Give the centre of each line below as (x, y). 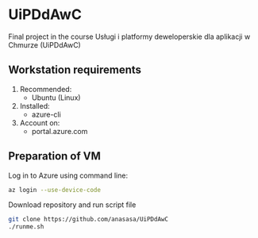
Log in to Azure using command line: (68, 175)
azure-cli (46, 114)
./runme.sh (26, 227)
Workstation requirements (75, 70)
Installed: (35, 106)
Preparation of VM (55, 156)
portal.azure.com (60, 131)
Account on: (40, 123)
